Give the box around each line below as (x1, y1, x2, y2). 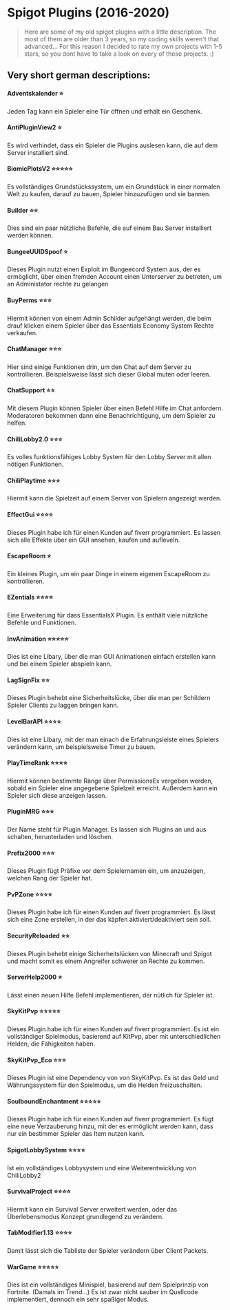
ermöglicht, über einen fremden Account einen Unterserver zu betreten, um (7, 273, 222, 281)
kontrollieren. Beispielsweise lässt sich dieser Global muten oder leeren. (7, 370, 211, 378)
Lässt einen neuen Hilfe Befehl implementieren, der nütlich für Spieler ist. (7, 991, 215, 999)
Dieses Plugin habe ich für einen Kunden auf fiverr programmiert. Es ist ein (7, 1025, 220, 1033)
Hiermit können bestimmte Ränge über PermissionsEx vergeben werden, (7, 777, 213, 785)
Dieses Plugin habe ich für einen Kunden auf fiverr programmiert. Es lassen (7, 528, 221, 536)
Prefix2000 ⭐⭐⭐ (7, 849, 55, 857)
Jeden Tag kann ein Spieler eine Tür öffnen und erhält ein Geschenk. (7, 107, 202, 115)
